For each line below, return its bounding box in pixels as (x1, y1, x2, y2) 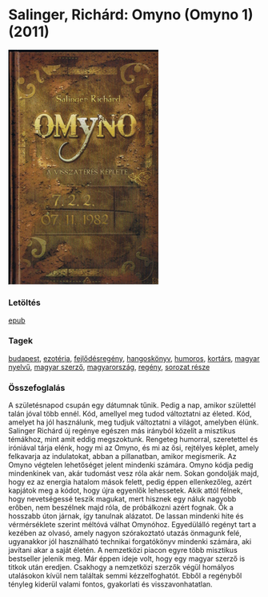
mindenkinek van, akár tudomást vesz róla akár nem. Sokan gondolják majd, (8, 469, 259, 478)
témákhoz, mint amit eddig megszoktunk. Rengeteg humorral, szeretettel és (8, 435, 258, 445)
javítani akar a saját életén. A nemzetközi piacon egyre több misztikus (8, 546, 238, 555)
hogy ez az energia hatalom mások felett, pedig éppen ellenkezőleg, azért (8, 477, 252, 487)
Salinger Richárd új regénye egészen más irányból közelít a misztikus (8, 426, 236, 436)
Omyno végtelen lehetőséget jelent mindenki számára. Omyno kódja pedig (8, 460, 254, 470)
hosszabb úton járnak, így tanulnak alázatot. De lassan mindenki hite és (8, 511, 244, 521)
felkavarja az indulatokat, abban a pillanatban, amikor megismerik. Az (8, 452, 237, 461)
